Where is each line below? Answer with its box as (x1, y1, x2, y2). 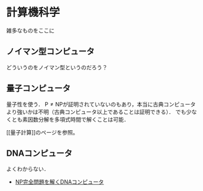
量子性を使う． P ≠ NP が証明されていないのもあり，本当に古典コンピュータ (6, 100, 196, 108)
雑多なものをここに (6, 27, 55, 34)
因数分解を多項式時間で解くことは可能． (27, 116, 129, 123)
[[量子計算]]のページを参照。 (6, 128, 79, 136)
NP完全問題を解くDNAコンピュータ (15, 178, 104, 186)
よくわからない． (6, 165, 49, 173)
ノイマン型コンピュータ (6, 46, 94, 57)
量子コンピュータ (6, 83, 71, 94)
